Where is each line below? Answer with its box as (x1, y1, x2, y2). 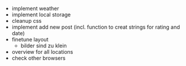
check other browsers (11, 55, 66, 61)
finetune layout (11, 36, 49, 43)
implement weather (11, 5, 59, 12)
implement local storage (11, 11, 71, 18)
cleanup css (11, 18, 42, 24)
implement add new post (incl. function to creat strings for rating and (11, 23, 181, 30)
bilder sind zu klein (20, 42, 67, 49)
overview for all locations (11, 48, 73, 55)
